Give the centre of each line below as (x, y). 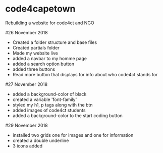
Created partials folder (36, 47)
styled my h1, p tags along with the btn (52, 105)
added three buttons (34, 69)
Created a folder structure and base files (55, 42)
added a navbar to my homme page (50, 58)
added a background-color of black (49, 94)
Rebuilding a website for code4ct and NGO (50, 23)
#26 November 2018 (26, 32)
